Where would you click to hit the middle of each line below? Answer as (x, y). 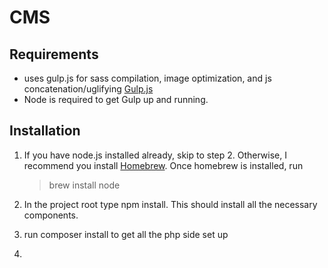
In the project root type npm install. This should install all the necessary (170, 204)
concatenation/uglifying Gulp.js (88, 89)
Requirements (54, 54)
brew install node (84, 185)
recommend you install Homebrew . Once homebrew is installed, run (163, 165)
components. (51, 215)
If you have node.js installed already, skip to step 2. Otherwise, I (155, 155)
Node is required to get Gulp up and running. (116, 99)
